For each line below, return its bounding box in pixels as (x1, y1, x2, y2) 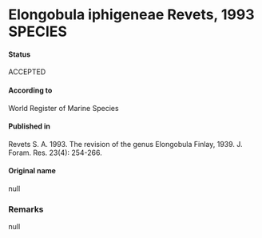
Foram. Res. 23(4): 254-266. (8, 148, 102, 157)
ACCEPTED (8, 67, 46, 77)
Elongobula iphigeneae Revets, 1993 (8, 6, 255, 24)
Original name (8, 166, 56, 176)
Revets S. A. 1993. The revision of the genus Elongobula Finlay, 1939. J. (8, 139, 243, 149)
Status (8, 50, 31, 59)
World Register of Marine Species (8, 103, 119, 113)
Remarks (8, 204, 44, 215)
